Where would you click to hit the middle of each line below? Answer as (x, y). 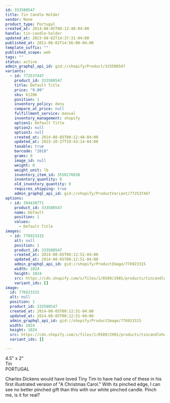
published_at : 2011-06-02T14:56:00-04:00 (50, 43)
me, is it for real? (23, 395)
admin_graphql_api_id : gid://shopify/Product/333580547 (65, 66)
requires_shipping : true (40, 189)
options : (14, 198)
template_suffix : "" (27, 48)
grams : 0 (24, 156)
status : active (21, 62)
